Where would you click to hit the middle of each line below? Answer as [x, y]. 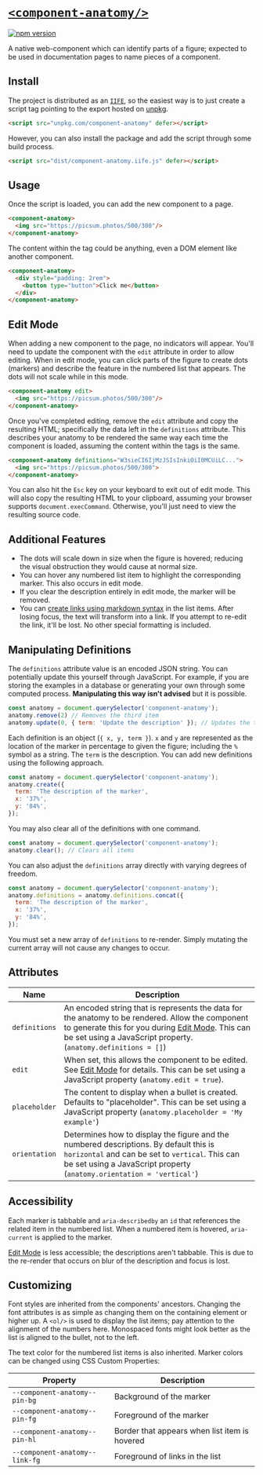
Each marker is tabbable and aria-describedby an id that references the [124, 1220]
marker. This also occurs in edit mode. [81, 583]
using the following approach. [56, 762]
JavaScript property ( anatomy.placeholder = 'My [153, 1112]
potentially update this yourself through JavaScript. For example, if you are [128, 677]
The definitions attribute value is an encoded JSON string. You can [118, 668]
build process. [31, 146]
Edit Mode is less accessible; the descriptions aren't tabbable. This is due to [131, 1252]
